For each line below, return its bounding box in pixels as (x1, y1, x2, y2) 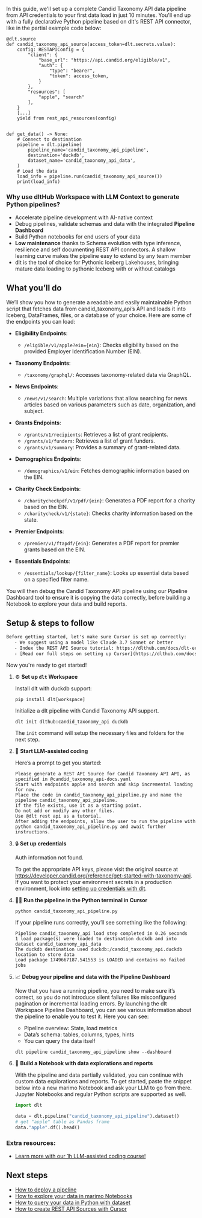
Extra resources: (6, 1138, 56, 1147)
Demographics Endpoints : (14, 455, 82, 463)
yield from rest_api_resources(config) (17, 115, 117, 121)
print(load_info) (17, 179, 61, 185)
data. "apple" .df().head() (14, 1124, 80, 1131)
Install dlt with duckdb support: (14, 685, 92, 692)
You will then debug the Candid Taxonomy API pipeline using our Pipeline (6, 588, 188, 595)
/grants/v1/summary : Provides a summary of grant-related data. (23, 444, 181, 451)
